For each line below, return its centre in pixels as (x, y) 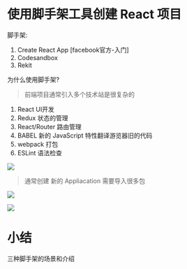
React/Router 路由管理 (49, 126)
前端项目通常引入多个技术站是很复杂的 (79, 94)
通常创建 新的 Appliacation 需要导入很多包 (84, 181)
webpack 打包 (37, 144)
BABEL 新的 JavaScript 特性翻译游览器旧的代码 (85, 135)
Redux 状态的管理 (43, 118)
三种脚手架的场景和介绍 (41, 259)
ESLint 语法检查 (40, 153)
